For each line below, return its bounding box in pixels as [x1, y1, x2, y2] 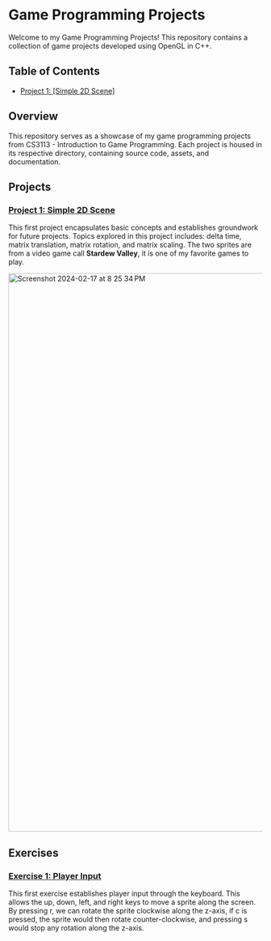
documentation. [8, 156, 61, 167]
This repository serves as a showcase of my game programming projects [8, 131, 252, 141]
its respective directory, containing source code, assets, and [8, 148, 210, 158]
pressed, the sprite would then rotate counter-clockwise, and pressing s [8, 914, 248, 924]
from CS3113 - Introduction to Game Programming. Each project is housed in [8, 139, 262, 149]
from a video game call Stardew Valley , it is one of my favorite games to [8, 248, 249, 258]
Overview [8, 109, 59, 123]
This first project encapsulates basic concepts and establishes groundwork [8, 223, 259, 232]
